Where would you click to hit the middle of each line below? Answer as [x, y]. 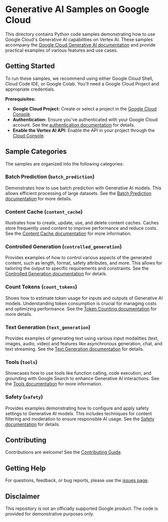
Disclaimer [23, 496]
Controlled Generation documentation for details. [56, 274]
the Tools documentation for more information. [54, 384]
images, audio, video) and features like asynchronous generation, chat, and [84, 344]
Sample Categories [36, 152]
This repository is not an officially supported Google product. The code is [82, 509]
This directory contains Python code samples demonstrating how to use [80, 34]
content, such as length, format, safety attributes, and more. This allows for [84, 263]
